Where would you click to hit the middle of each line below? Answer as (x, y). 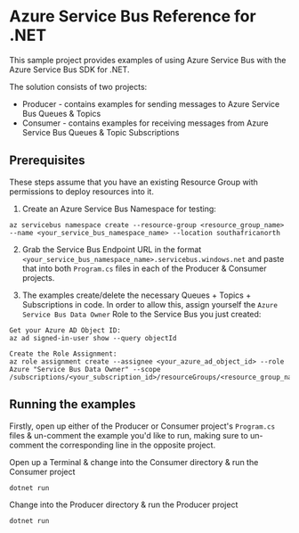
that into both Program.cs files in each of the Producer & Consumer (144, 268)
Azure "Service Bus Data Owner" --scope (85, 369)
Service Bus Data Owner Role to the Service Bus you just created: (141, 314)
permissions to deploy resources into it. (81, 191)
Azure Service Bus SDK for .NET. (69, 70)
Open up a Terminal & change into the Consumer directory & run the (134, 462)
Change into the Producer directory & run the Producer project (124, 504)
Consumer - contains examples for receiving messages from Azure (145, 123)
